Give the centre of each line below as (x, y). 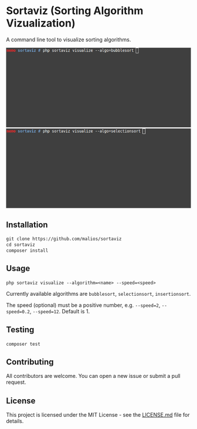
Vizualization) (41, 23)
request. (16, 382)
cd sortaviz (21, 245)
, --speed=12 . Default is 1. (60, 311)
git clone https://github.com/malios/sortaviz (64, 239)
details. (15, 421)
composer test (23, 344)
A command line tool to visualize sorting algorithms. (69, 39)
